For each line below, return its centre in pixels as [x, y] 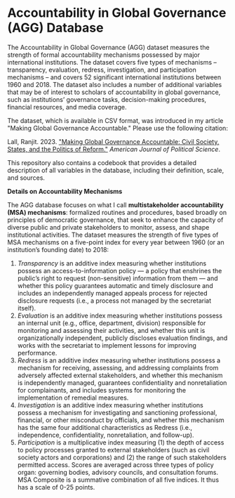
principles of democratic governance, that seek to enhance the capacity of [115, 220]
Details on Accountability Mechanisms [65, 191]
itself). [27, 308]
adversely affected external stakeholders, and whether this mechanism [120, 375]
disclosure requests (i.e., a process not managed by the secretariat [114, 301]
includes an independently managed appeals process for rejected [113, 293]
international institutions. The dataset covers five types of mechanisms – [112, 62]
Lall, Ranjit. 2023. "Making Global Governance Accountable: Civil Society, [113, 141]
